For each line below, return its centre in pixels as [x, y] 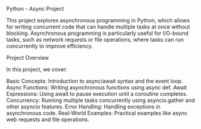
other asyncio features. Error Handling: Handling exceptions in [83, 107]
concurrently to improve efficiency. [50, 46]
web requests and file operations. [48, 119]
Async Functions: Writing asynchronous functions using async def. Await [97, 87]
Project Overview [28, 58]
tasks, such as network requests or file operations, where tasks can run [95, 39]
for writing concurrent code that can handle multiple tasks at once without [98, 27]
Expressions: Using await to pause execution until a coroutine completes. [97, 94]
